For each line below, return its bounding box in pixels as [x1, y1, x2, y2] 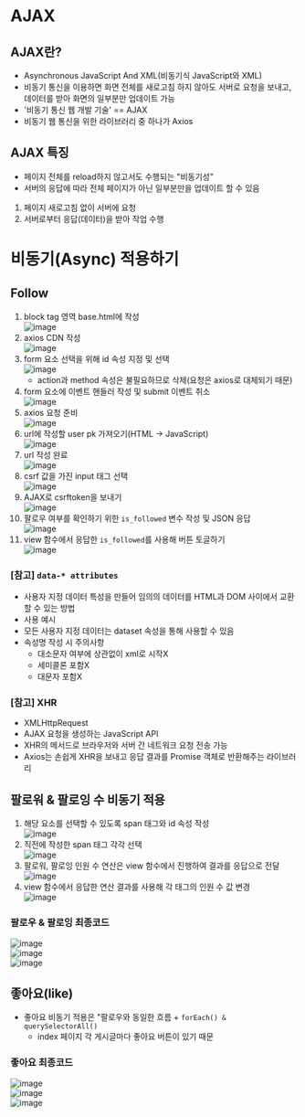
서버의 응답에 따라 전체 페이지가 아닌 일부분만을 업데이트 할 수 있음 [23, 182, 260, 193]
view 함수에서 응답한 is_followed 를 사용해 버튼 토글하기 [23, 534, 226, 545]
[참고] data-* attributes [10, 569, 119, 581]
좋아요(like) [10, 985, 74, 1001]
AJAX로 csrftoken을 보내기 [23, 491, 122, 503]
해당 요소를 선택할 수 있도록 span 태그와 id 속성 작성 [23, 818, 210, 829]
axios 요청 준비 [23, 407, 79, 418]
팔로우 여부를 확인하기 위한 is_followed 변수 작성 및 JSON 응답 [23, 513, 251, 524]
